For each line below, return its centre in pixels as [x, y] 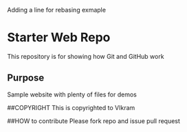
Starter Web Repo [59, 38]
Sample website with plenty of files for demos [72, 94]
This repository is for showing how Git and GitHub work [86, 56]
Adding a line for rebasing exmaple [57, 10]
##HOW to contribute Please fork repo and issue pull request [94, 121]
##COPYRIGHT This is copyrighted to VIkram [71, 107]
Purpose [26, 78]
